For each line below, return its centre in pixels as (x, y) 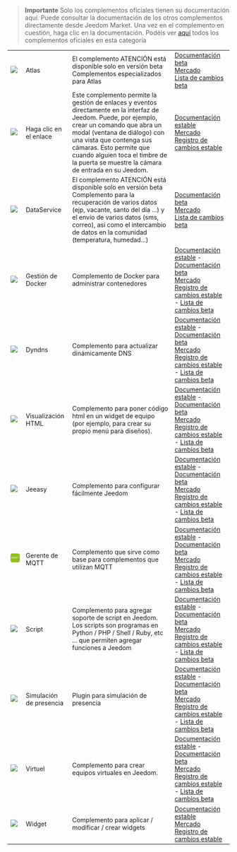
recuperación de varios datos (114, 202)
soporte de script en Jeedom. (115, 618)
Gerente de (42, 555)
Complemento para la (103, 195)
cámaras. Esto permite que (111, 147)
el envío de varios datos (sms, (115, 218)
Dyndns (37, 350)
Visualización (45, 415)
